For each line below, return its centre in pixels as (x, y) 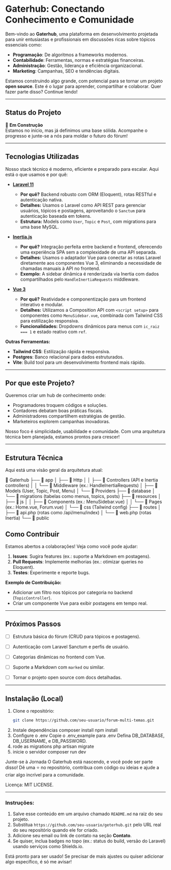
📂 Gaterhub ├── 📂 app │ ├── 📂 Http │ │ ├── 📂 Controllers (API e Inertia (82, 480)
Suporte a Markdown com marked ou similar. (59, 667)
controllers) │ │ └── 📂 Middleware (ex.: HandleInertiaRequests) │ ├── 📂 (81, 486)
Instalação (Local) (34, 699)
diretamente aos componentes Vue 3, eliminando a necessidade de (91, 263)
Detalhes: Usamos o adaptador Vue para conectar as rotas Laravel (91, 257)
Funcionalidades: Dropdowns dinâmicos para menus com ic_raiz (90, 326)
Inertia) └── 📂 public (27, 518)
